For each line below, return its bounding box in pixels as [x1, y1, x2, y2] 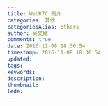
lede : [7, 88, 23, 95]
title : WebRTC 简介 [7, 10, 62, 17]
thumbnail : [7, 82, 39, 89]
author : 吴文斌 [7, 29, 48, 37]
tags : [7, 62, 23, 69]
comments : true [7, 36, 52, 43]
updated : [7, 56, 33, 63]
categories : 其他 [7, 17, 56, 24]
